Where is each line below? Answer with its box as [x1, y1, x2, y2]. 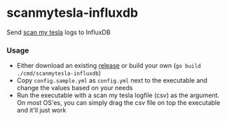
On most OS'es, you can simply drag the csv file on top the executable [16, 99, 221, 107]
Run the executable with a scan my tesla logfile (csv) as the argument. [16, 91, 220, 99]
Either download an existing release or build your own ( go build [16, 62, 201, 70]
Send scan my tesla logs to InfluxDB [6, 28, 111, 36]
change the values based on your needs [16, 84, 133, 92]
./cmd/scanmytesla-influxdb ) [16, 69, 102, 78]
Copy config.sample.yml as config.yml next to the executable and [16, 76, 208, 85]
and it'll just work [16, 106, 67, 115]
